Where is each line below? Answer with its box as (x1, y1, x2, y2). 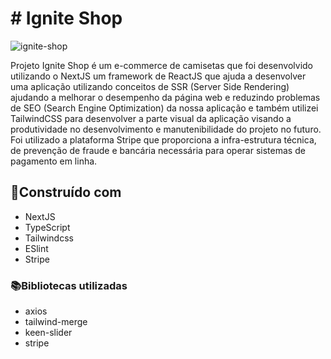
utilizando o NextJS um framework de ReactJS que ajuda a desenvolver (10, 70, 307, 82)
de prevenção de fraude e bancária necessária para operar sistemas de (10, 144, 306, 156)
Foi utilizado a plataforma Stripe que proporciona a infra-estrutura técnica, (10, 133, 317, 146)
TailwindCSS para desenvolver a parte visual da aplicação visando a (10, 112, 292, 124)
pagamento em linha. (10, 155, 98, 167)
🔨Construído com (10, 184, 122, 201)
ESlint (24, 242, 49, 254)
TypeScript (24, 221, 71, 233)
